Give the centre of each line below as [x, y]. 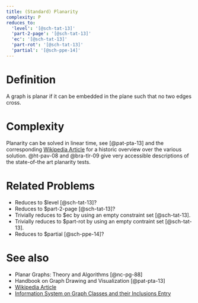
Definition [31, 79]
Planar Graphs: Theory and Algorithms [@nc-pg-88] [79, 274]
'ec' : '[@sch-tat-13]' [39, 39]
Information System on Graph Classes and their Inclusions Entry [93, 293]
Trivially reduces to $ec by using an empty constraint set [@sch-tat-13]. [103, 215]
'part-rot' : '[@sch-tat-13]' [47, 45]
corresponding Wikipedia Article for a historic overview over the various [94, 149]
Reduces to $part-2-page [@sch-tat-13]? [65, 209]
